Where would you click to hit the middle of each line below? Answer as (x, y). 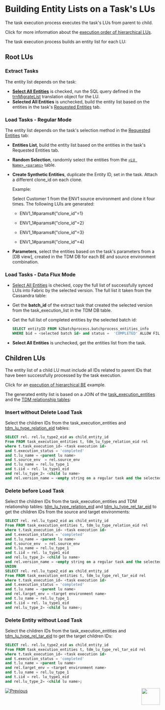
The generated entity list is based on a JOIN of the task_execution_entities (80, 394)
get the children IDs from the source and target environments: (68, 512)
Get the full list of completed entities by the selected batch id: (74, 320)
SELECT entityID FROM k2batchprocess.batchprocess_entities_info (80, 329)
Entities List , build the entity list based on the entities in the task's (79, 145)
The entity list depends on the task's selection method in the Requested (78, 130)
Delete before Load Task (35, 491)
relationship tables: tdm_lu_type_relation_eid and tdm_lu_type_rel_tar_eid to (81, 507)
